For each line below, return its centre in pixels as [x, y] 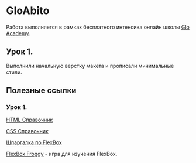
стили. [14, 72]
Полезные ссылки [41, 91]
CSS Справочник [27, 131]
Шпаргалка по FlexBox [34, 142]
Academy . [18, 33]
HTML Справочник [30, 120]
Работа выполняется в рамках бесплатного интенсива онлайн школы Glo [98, 27]
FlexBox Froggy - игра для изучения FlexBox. [62, 154]
